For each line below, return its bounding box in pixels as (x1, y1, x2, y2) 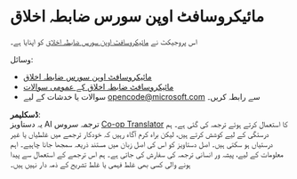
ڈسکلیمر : (10, 109, 41, 119)
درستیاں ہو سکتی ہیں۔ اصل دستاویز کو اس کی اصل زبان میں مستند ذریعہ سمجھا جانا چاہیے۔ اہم (10, 138, 274, 149)
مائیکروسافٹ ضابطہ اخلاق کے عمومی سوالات (22, 81, 174, 92)
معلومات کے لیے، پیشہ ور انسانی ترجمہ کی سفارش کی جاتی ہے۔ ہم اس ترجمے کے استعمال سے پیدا (10, 149, 284, 159)
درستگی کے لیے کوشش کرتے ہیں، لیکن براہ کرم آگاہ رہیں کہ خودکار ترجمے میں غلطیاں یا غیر (10, 128, 269, 139)
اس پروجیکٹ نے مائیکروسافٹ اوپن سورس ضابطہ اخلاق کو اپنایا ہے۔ (10, 36, 198, 46)
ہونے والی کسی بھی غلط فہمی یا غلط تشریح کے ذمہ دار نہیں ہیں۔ (10, 159, 191, 169)
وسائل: (10, 53, 34, 64)
